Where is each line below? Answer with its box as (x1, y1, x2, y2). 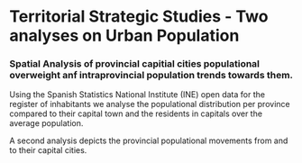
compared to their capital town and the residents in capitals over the (9, 108, 263, 119)
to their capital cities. (9, 145, 87, 156)
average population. (9, 118, 84, 129)
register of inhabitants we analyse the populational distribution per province (9, 99, 290, 110)
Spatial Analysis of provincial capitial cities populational (9, 58, 260, 70)
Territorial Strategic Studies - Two (9, 6, 269, 27)
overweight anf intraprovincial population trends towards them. (9, 69, 294, 82)
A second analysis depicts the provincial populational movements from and (9, 135, 288, 146)
